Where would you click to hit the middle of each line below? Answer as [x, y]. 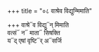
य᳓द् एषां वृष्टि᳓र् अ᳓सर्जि [34, 41]
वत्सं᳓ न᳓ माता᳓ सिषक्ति [34, 33]
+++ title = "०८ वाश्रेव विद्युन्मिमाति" [50, 11]
